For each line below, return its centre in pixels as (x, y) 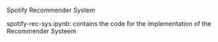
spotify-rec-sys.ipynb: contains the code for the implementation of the (109, 23)
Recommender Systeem (42, 31)
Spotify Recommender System (51, 10)
